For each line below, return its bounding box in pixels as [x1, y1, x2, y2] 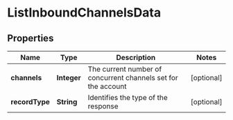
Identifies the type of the [87, 93, 168, 102]
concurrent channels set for [87, 73, 178, 82]
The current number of [87, 64, 162, 74]
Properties [7, 32, 54, 44]
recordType [10, 97, 51, 106]
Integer [56, 73, 81, 82]
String [56, 97, 78, 106]
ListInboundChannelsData [7, 5, 162, 21]
